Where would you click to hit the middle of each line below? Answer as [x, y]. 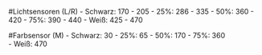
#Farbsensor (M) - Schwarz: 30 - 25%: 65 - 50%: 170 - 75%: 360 [117, 35]
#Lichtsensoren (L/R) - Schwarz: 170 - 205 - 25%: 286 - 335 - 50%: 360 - [131, 12]
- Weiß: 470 [28, 44]
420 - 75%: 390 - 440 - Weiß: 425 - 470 [76, 20]
